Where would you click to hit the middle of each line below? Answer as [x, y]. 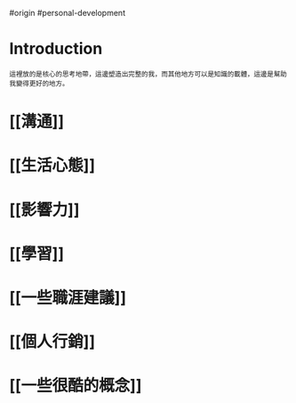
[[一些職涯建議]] [68, 298]
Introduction [56, 49]
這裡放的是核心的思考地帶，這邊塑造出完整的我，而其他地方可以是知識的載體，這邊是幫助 [148, 74]
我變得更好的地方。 [39, 84]
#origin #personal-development [68, 13]
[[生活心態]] [52, 166]
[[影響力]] [44, 210]
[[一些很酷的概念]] [76, 386]
